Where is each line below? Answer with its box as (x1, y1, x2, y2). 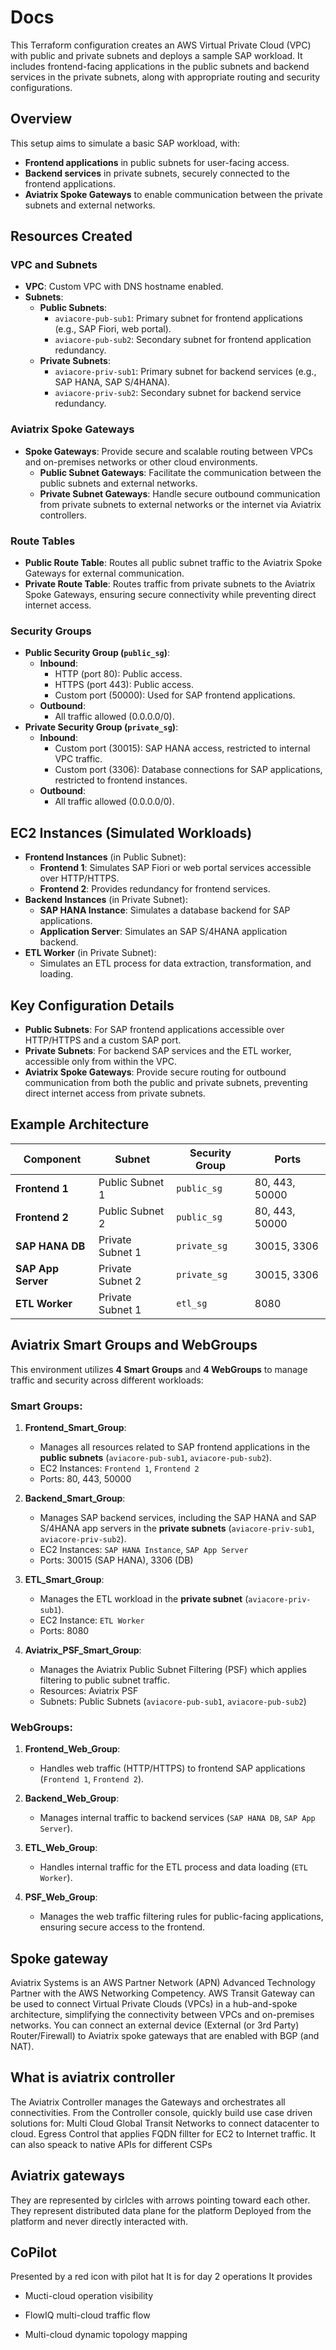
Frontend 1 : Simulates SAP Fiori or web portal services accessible (39, 862, 312, 874)
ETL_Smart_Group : (24, 1573, 105, 1585)
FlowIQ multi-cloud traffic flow (24, 2309, 151, 2321)
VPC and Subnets (10, 258, 98, 272)
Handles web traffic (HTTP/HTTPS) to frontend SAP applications (39, 1762, 306, 1775)
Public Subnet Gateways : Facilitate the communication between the (39, 466, 322, 478)
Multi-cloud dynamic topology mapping (24, 2329, 188, 2341)
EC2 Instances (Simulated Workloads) (10, 824, 253, 841)
